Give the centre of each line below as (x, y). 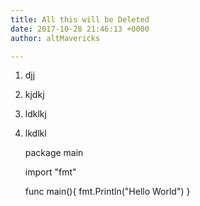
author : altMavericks (55, 38)
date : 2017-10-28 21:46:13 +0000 (80, 29)
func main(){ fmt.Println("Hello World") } (107, 192)
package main (54, 153)
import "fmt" (50, 172)
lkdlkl (35, 133)
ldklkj (35, 114)
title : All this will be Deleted (80, 19)
